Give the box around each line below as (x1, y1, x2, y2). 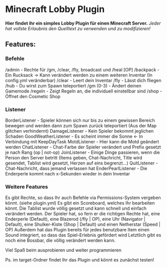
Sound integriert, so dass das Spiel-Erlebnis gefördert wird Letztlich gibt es (5, 232, 161, 238)
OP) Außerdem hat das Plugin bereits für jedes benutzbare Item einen (5, 227, 150, 233)
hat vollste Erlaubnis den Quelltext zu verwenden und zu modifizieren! (5, 25, 151, 31)
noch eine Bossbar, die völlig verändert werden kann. (5, 237, 116, 243)
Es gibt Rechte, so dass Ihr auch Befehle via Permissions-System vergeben (5, 195, 161, 201)
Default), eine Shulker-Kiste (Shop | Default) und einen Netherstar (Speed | (5, 221, 161, 227)
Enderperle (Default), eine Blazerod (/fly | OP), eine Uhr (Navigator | (5, 216, 146, 222)
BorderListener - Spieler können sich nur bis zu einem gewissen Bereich (5, 117, 155, 123)
